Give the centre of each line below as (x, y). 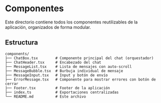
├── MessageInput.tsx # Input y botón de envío (57, 75)
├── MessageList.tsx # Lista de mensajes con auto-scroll (69, 66)
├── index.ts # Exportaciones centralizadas (62, 92)
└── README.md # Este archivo (46, 96)
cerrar (12, 83)
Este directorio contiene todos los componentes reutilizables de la (71, 22)
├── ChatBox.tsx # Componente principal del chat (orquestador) (79, 58)
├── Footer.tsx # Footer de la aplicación (58, 88)
